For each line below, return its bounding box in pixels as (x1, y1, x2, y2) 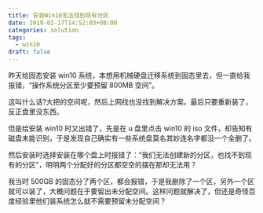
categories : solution (8, 26, 79, 34)
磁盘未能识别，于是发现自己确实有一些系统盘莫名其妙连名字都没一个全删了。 (8, 134, 256, 142)
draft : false (8, 48, 51, 56)
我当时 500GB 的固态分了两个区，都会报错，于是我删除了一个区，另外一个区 (8, 177, 255, 185)
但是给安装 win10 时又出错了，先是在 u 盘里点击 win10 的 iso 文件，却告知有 (8, 123, 253, 133)
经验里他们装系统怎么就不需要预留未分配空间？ (14, 196, 166, 205)
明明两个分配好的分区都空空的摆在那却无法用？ (46, 160, 198, 169)
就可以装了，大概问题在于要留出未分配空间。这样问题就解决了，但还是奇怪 (8, 186, 249, 196)
